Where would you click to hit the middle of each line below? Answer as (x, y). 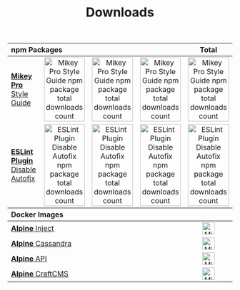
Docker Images (37, 214)
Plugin (22, 160)
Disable (24, 170)
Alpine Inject (32, 228)
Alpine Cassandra (41, 243)
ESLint (22, 152)
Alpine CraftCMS (40, 274)
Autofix (23, 178)
